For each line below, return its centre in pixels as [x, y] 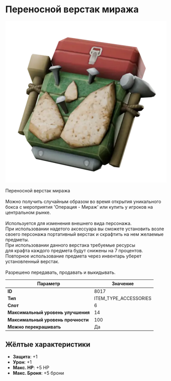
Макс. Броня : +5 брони [38, 373]
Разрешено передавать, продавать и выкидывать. [61, 272]
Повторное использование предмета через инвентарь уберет [73, 256]
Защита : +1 [25, 357]
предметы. [17, 239]
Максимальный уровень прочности [48, 319]
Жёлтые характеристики [48, 344]
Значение [123, 284]
